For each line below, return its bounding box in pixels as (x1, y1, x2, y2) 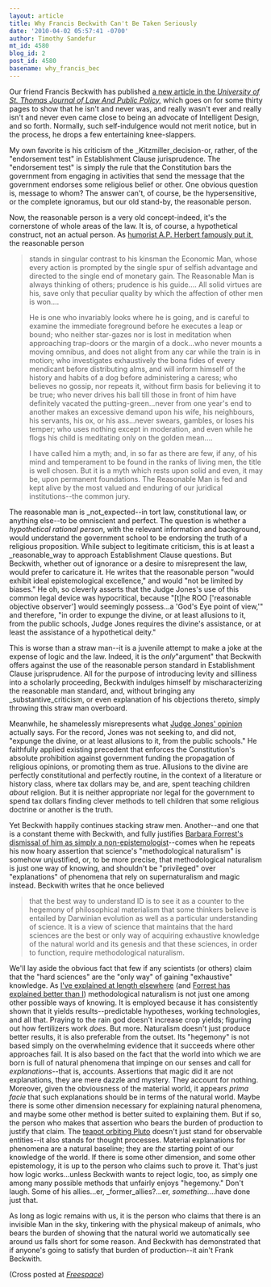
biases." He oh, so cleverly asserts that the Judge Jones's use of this (9, 584, 240, 594)
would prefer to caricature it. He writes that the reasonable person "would (9, 567, 255, 576)
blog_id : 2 (9, 49, 46, 57)
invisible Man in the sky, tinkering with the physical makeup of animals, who (9, 1219, 261, 1229)
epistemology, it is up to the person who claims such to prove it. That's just (9, 1161, 258, 1171)
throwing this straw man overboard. (9, 703, 128, 712)
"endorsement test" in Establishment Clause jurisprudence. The (9, 154, 221, 163)
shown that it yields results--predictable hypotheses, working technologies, (9, 1006, 261, 1015)
